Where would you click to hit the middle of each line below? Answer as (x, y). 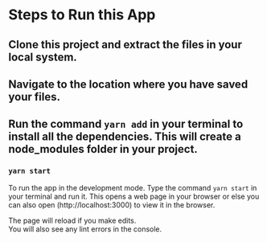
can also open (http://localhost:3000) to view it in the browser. (112, 205)
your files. (34, 97)
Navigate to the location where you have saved (128, 84)
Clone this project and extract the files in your (125, 45)
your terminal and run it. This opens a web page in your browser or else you (134, 196)
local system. (43, 57)
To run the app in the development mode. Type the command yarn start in (133, 187)
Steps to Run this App (82, 15)
